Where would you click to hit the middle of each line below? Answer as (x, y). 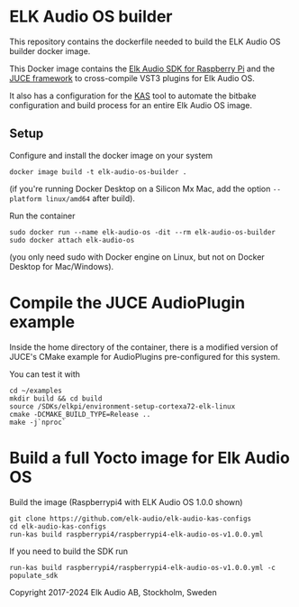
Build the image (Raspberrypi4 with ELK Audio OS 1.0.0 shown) (126, 501)
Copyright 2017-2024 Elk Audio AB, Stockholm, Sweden (113, 592)
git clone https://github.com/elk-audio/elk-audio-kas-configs (131, 519)
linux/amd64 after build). (90, 198)
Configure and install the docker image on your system (111, 155)
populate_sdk (34, 575)
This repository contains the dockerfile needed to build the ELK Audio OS (145, 41)
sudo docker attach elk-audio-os (72, 240)
